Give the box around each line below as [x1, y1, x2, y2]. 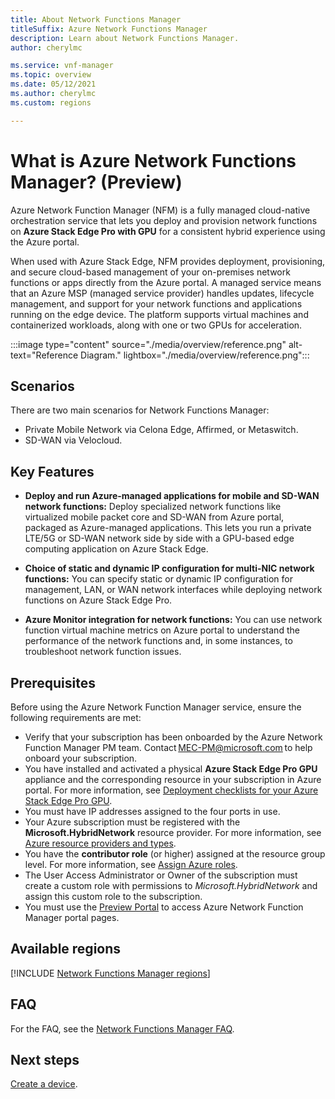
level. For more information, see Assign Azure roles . [24, 859, 238, 870]
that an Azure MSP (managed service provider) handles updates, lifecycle [10, 287, 315, 299]
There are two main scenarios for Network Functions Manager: [10, 404, 270, 416]
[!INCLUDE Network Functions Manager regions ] [10, 967, 211, 979]
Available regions [10, 941, 122, 958]
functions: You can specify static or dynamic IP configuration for [24, 573, 293, 585]
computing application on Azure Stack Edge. [24, 543, 209, 555]
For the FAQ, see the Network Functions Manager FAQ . [10, 1022, 235, 1035]
